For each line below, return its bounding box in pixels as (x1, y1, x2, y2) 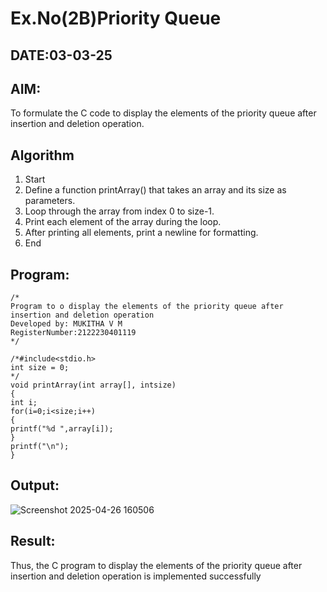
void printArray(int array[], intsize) (10, 380, 177, 391)
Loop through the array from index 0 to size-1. (24, 205, 215, 217)
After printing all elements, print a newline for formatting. (24, 227, 259, 239)
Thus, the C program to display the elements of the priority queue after (10, 559, 303, 571)
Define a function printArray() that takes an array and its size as (24, 184, 287, 196)
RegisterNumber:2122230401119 (10, 328, 137, 338)
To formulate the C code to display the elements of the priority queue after (10, 107, 317, 119)
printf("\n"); (10, 442, 70, 452)
